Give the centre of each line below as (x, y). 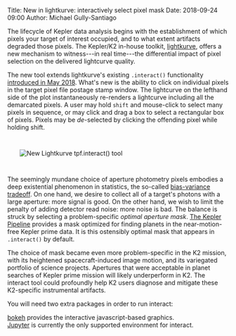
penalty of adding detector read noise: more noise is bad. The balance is (112, 209)
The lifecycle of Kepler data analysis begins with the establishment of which (117, 31)
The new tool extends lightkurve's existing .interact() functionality (105, 75)
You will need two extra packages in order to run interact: (90, 304)
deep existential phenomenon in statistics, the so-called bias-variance (109, 187)
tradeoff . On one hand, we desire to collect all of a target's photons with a (114, 194)
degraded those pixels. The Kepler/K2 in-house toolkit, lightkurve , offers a (114, 46)
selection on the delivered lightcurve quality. (71, 61)
